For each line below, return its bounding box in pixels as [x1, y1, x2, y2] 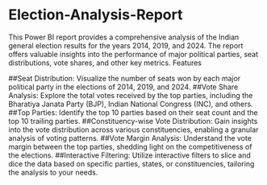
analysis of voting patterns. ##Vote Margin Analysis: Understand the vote [8, 133, 252, 142]
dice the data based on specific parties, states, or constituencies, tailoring [8, 158, 255, 168]
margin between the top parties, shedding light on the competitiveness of [8, 142, 252, 151]
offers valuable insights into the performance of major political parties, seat [8, 49, 259, 59]
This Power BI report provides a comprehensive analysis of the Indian [8, 32, 240, 42]
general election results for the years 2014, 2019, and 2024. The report [8, 40, 244, 50]
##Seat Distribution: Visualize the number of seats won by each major [8, 73, 241, 83]
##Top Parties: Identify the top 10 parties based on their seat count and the [8, 107, 258, 117]
